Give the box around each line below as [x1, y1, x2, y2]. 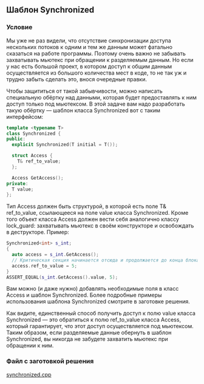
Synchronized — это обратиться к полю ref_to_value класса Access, [6, 316, 181, 323]
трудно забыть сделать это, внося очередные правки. [6, 75, 148, 83]
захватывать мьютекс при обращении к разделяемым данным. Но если [6, 56, 194, 63]
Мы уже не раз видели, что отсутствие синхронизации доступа [6, 36, 171, 44]
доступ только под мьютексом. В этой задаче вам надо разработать [6, 100, 185, 107]
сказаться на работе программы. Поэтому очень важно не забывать [6, 50, 186, 57]
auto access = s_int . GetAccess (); [12, 252, 99, 258]
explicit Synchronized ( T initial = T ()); [12, 142, 118, 148]
